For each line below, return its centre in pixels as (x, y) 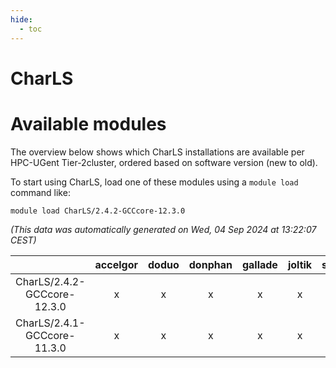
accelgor (116, 264)
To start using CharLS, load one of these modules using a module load (154, 182)
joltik (300, 264)
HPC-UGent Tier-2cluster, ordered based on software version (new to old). (164, 162)
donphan (210, 264)
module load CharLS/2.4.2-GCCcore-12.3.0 (98, 211)
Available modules (88, 123)
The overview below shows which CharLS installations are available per (157, 152)
